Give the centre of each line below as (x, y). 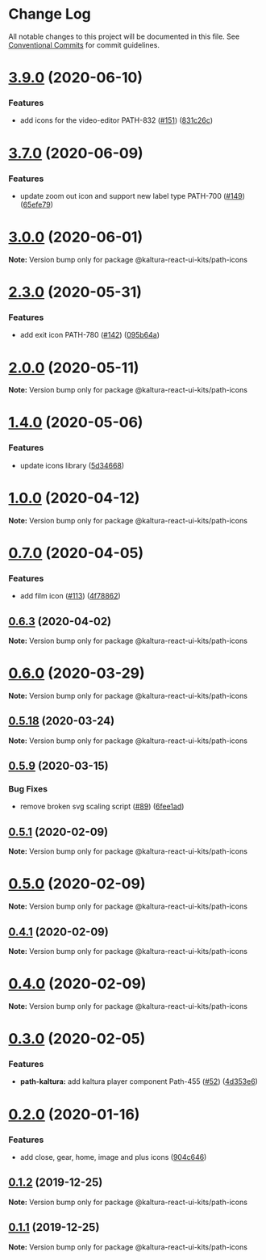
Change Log (50, 14)
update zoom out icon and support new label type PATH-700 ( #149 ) (133, 195)
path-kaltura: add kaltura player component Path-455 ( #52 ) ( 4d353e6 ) (139, 1081)
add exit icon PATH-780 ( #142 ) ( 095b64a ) (89, 335)
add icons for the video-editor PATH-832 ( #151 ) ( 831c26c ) (116, 120)
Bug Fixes (28, 789)
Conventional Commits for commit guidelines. (84, 44)
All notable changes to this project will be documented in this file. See (124, 36)
